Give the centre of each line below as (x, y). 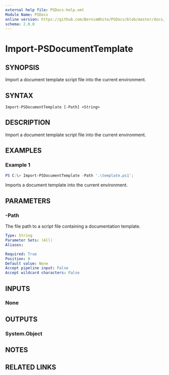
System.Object (24, 334)
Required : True (21, 254)
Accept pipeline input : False (37, 268)
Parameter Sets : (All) (29, 240)
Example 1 (18, 165)
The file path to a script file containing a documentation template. (73, 226)
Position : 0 (18, 259)
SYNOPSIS (22, 67)
